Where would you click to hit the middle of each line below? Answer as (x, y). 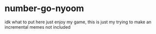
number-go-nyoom (44, 8)
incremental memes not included (38, 27)
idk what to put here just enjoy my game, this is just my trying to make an (78, 22)
